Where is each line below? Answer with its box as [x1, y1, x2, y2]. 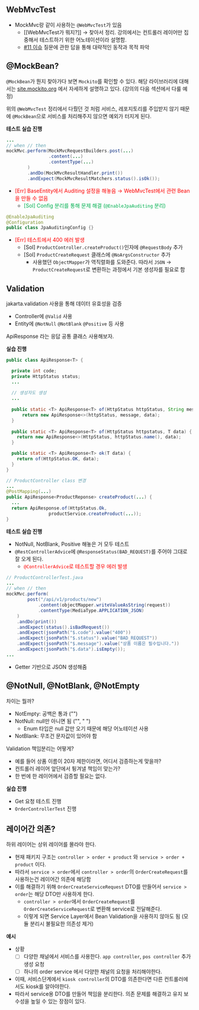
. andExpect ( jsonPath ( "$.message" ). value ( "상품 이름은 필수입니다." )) [17, 641, 179, 647]
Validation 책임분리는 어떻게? [6, 745, 74, 752]
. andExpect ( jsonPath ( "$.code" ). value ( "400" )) [17, 629, 131, 636]
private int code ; [11, 368, 57, 373]
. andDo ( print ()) [17, 619, 57, 625]
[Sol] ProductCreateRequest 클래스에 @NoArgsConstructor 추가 [23, 251, 171, 258]
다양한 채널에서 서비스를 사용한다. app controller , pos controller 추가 [23, 953, 191, 960]
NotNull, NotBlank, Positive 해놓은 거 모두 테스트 [14, 540, 130, 547]
